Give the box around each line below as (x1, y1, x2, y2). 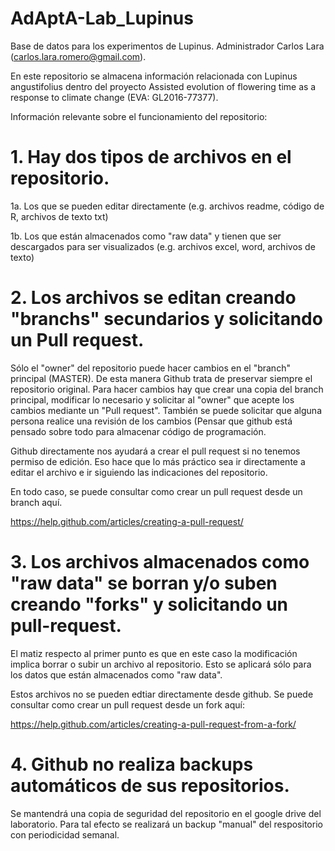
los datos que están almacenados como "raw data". (10, 668, 223, 681)
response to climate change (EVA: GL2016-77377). (10, 91, 219, 103)
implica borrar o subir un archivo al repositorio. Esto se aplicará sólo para (10, 658, 312, 670)
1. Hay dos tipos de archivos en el (10, 146, 292, 169)
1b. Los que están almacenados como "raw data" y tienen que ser (10, 230, 282, 242)
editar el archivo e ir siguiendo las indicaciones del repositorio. (10, 466, 268, 478)
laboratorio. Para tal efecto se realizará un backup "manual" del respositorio (10, 818, 323, 830)
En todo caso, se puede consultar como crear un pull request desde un (10, 485, 303, 497)
